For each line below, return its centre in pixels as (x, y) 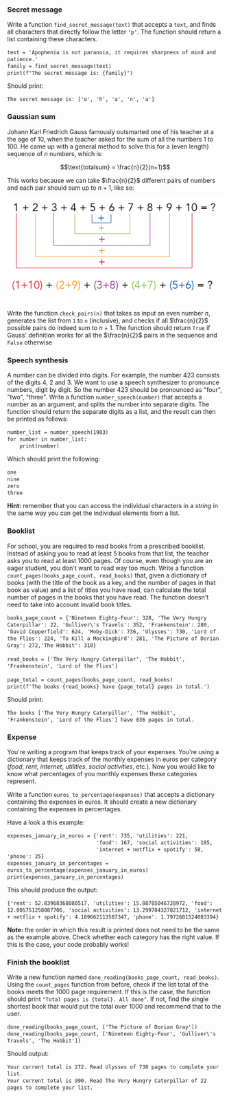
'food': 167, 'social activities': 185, (154, 843)
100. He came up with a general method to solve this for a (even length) (108, 146)
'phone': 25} (26, 856)
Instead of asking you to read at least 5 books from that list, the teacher (108, 553)
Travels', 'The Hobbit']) (44, 1041)
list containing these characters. (52, 39)
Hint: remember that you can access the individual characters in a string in (112, 506)
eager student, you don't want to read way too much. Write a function (106, 568)
